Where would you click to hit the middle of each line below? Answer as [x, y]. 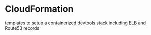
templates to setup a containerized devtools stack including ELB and [76, 23]
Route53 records [22, 28]
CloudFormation [39, 9]
